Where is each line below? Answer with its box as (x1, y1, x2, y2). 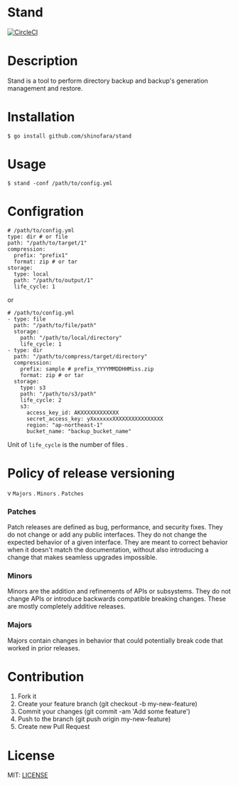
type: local (13, 270, 50, 278)
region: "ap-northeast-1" (26, 421, 103, 428)
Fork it (17, 692, 37, 700)
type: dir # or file (7, 233, 69, 240)
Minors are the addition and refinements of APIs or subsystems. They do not (7, 587, 231, 596)
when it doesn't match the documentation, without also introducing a (7, 545, 209, 554)
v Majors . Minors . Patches (7, 489, 84, 497)
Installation (7, 109, 75, 125)
